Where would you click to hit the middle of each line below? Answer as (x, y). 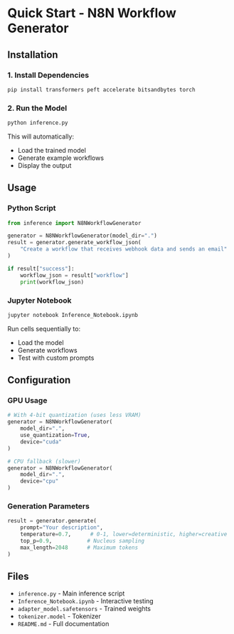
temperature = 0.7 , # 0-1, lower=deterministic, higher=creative (124, 534)
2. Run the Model (37, 108)
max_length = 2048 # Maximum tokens (79, 548)
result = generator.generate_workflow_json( (74, 243)
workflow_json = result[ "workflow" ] (75, 275)
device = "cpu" (39, 481)
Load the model (41, 342)
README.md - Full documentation (63, 624)
